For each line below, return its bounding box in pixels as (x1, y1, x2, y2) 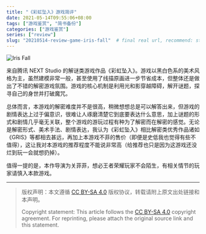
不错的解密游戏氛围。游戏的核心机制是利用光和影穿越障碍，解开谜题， (17, 82, 194, 89)
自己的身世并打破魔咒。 (11, 90, 71, 97)
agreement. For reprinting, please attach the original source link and (21, 215, 193, 222)
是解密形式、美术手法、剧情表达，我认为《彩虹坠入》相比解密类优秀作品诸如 (6, 126, 200, 133)
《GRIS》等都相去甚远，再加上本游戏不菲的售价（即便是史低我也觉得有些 (6, 134, 191, 141)
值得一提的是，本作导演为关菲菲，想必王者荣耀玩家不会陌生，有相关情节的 (6, 162, 194, 169)
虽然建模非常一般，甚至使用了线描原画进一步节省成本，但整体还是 (27, 75, 194, 81)
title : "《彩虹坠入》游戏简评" (6, 9, 77, 15)
